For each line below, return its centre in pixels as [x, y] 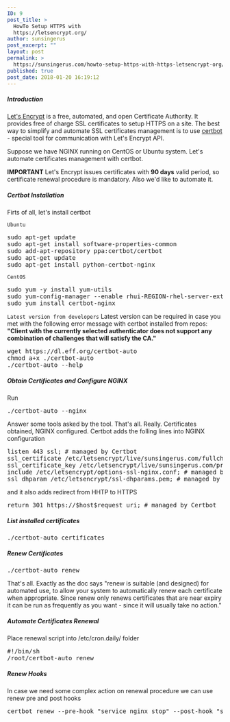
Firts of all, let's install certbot [49, 213]
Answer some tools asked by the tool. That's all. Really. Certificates [102, 424]
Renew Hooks [27, 673]
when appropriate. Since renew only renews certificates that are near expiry [114, 598]
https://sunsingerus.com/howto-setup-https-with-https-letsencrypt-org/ [119, 64]
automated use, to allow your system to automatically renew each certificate [115, 591]
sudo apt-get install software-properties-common [92, 244]
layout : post [26, 52]
